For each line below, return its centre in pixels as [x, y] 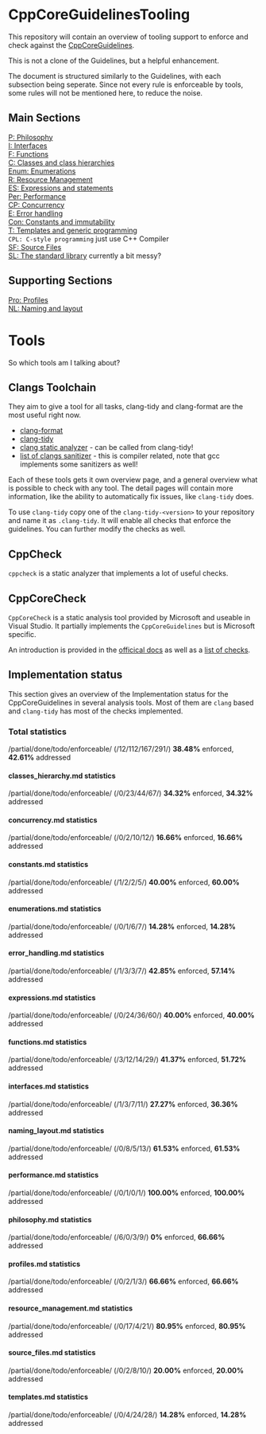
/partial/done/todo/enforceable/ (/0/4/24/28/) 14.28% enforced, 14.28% [127, 1415]
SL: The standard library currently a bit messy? [85, 256]
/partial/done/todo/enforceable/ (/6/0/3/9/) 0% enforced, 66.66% [117, 1237]
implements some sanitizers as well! [79, 464]
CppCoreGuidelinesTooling [99, 15]
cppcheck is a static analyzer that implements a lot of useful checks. [118, 573]
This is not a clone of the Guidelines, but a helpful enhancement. [114, 61]
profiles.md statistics [44, 1264]
